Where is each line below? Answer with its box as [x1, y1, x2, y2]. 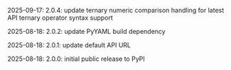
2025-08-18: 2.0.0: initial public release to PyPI [7, 54, 146, 63]
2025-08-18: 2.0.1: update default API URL [7, 41, 131, 49]
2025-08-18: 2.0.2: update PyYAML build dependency [7, 28, 166, 35]
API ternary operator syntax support [7, 13, 114, 22]
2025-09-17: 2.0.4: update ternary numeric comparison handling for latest [7, 6, 225, 14]
